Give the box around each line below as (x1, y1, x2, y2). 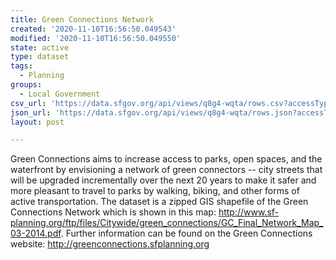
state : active (10, 42, 70, 53)
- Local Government (19, 89, 101, 99)
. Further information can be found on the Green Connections (60, 227, 313, 240)
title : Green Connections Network (10, 14, 155, 25)
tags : (10, 61, 33, 71)
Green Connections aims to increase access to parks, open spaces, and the (10, 153, 323, 165)
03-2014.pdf (10, 227, 62, 240)
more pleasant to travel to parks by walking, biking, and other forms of (10, 185, 300, 197)
